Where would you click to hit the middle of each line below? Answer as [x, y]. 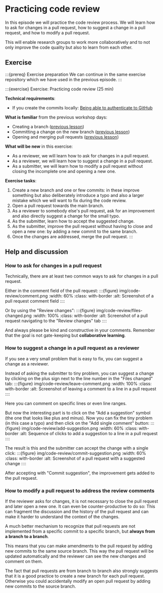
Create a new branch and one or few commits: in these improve [76, 190]
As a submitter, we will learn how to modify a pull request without [77, 166]
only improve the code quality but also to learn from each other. [69, 47]
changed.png [18, 316]
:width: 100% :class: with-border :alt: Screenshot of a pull [90, 316]
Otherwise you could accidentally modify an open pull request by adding [78, 581]
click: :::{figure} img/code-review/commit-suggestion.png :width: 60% [76, 453]
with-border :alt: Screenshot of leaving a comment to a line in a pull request [81, 389]
